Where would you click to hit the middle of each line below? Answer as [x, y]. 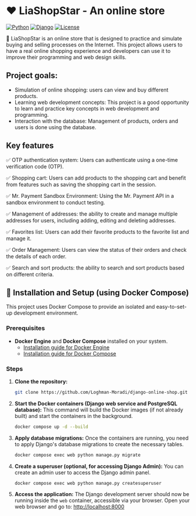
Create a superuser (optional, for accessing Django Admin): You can [99, 466]
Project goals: [32, 75]
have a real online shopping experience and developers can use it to [88, 50]
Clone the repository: [41, 381]
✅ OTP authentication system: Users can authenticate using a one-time [92, 160]
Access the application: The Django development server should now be [102, 494]
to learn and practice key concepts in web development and [87, 108]
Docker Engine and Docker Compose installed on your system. [91, 341]
